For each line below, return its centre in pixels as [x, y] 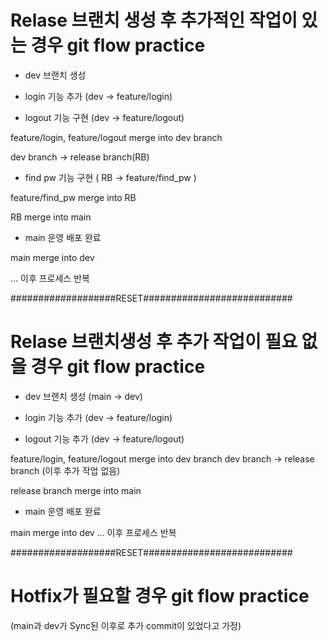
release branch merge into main [76, 490]
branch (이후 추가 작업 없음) [65, 470]
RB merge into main [51, 217]
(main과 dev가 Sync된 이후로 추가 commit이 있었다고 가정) [126, 625]
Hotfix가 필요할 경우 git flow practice [160, 596]
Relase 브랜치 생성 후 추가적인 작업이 [154, 20]
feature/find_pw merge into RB [73, 197]
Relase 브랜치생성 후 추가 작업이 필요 [154, 342]
